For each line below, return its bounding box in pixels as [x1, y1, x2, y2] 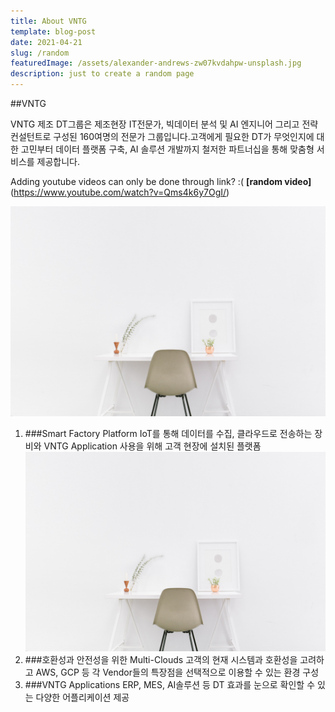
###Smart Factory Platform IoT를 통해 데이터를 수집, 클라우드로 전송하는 [24, 427, 313, 439]
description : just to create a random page [10, 69, 195, 79]
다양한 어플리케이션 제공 [35, 691, 130, 704]
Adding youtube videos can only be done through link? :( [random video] [10, 176, 312, 187]
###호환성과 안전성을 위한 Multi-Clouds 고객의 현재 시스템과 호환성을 [24, 654, 298, 666]
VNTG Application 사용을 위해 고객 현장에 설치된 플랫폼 [43, 440, 262, 452]
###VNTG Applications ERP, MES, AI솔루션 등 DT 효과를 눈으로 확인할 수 [24, 679, 316, 691]
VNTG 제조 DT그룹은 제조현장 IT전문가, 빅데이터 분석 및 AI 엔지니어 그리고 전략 [10, 118, 319, 130]
